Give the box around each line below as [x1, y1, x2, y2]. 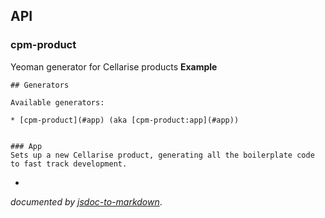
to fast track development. [10, 159, 128, 169]
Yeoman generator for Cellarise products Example [10, 60, 218, 73]
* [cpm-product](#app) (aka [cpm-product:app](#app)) [10, 115, 240, 125]
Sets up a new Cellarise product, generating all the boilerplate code [10, 150, 315, 160]
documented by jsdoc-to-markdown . [10, 195, 163, 208]
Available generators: [10, 97, 105, 108]
